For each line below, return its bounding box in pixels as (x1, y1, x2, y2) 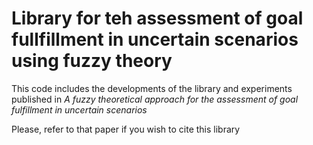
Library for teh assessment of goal (11, 7, 304, 30)
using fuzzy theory (11, 50, 173, 72)
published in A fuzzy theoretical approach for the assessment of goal (11, 93, 299, 105)
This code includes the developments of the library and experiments (11, 82, 293, 94)
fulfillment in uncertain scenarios (11, 103, 148, 116)
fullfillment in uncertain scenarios (11, 28, 299, 51)
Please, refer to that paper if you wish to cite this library (11, 123, 241, 135)
